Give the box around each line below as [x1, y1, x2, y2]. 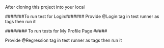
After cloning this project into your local [5, 4, 85, 10]
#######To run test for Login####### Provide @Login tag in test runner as [5, 14, 160, 19]
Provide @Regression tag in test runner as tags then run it [5, 37, 122, 43]
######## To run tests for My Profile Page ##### [5, 28, 107, 33]
